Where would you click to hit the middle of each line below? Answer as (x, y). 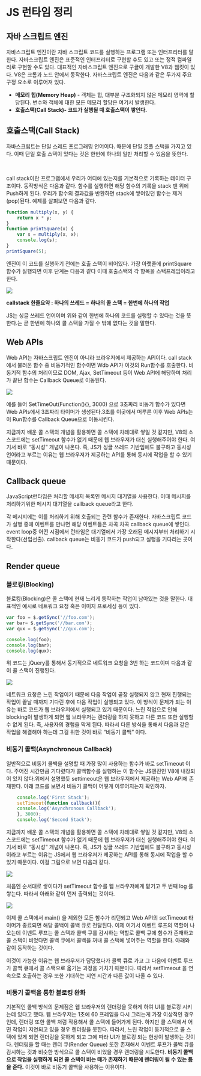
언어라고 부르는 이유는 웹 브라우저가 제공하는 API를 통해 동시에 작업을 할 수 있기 (99, 454)
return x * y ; (34, 218)
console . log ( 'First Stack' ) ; (53, 798)
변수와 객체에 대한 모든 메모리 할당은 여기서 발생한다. (94, 102)
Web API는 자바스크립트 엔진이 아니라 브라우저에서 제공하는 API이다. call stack (99, 357)
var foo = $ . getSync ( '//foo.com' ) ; (51, 618)
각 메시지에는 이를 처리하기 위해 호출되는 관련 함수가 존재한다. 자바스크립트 (94, 517)
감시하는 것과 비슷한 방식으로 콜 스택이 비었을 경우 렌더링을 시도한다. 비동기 (94, 1052)
